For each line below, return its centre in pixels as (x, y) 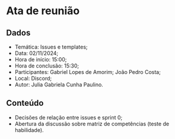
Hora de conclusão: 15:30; (47, 66)
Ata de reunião (43, 11)
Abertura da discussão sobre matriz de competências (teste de (92, 124)
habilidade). (29, 130)
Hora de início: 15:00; (41, 59)
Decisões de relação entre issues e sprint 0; (69, 117)
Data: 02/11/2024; (36, 53)
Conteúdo (25, 103)
